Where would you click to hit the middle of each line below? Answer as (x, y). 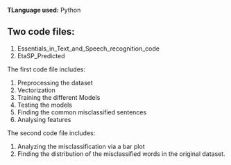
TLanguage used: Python (44, 10)
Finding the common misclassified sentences (82, 112)
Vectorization (36, 90)
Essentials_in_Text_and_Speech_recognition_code (88, 49)
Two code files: (41, 32)
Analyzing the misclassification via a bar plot (81, 146)
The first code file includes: (46, 69)
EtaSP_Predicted (41, 55)
